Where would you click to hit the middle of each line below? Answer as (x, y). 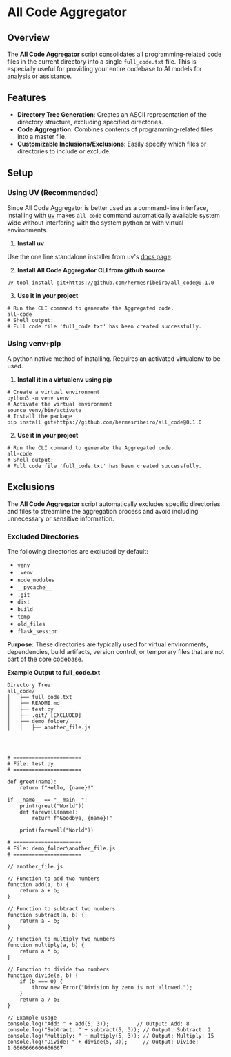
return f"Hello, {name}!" (57, 788)
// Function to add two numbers (53, 879)
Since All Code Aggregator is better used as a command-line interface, (108, 207)
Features (27, 98)
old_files (31, 624)
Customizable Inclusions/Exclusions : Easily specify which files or (112, 144)
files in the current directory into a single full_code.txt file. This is (102, 62)
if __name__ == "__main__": (48, 800)
